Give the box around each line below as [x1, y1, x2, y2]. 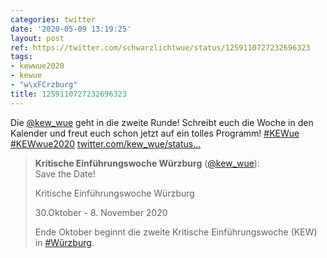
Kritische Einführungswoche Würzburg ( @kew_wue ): [34, 157, 260, 169]
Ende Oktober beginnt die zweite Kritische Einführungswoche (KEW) [34, 226, 318, 238]
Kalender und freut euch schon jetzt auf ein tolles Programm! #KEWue [10, 127, 300, 139]
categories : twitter [10, 14, 97, 25]
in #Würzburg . [34, 236, 95, 248]
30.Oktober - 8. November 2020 [34, 206, 168, 218]
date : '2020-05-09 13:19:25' [10, 24, 132, 34]
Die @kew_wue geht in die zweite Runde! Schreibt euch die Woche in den [10, 116, 314, 128]
